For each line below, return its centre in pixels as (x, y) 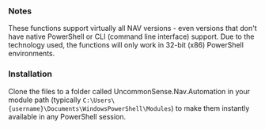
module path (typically (45, 100)
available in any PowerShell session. (67, 116)
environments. (32, 54)
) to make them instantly (210, 108)
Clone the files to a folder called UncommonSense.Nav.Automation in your (129, 91)
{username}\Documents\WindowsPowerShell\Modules (90, 108)
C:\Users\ (99, 101)
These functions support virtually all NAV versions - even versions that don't (132, 28)
